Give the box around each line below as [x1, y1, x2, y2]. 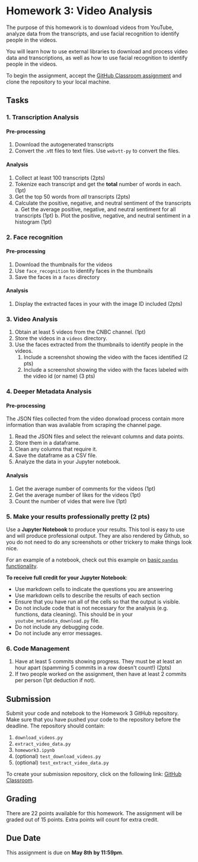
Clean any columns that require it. [14, 446, 98, 453]
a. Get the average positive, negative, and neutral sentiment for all [14, 206, 176, 213]
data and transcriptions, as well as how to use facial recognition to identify [6, 54, 188, 61]
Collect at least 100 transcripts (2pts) [14, 174, 106, 181]
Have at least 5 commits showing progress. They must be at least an [14, 658, 182, 665]
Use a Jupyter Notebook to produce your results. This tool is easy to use [6, 526, 185, 533]
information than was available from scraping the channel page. [6, 422, 162, 429]
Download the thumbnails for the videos [14, 261, 113, 268]
